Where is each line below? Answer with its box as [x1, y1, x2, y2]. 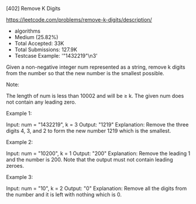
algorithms [14, 27, 41, 34]
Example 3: [6, 174, 33, 180]
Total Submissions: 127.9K [14, 46, 78, 53]
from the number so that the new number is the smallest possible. [6, 70, 165, 76]
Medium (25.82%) [14, 34, 59, 40]
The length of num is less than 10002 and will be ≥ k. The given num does [6, 93, 184, 99]
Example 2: [6, 139, 33, 145]
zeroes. [6, 163, 25, 169]
